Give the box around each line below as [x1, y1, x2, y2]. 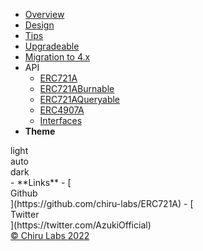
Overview [24, 9, 65, 20]
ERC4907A [39, 104, 85, 116]
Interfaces [39, 115, 83, 126]
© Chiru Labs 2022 [10, 230, 90, 241]
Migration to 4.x [24, 51, 91, 63]
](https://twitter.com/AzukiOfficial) [10, 219, 152, 231]
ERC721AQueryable [39, 94, 121, 105]
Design [24, 19, 55, 31]
